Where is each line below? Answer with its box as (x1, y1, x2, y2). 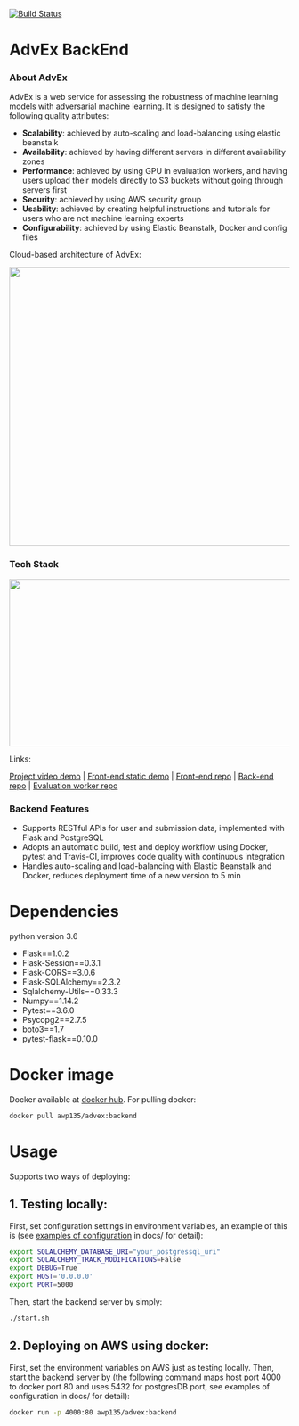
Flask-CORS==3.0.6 (21, 968, 96, 978)
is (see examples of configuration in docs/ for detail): (9, 1230, 204, 1241)
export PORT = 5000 (9, 1281, 74, 1290)
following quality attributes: (9, 111, 109, 121)
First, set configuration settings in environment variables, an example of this (9, 1220, 287, 1231)
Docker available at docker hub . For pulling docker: (9, 1093, 197, 1105)
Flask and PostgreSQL (21, 832, 104, 843)
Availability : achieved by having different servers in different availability (21, 147, 287, 158)
